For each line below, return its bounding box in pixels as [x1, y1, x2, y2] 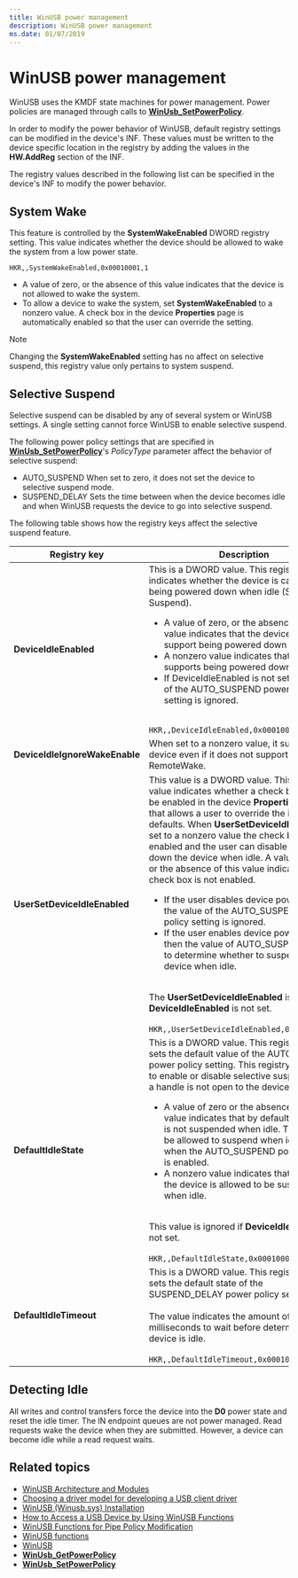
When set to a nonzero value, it [148, 737, 278, 749]
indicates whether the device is [148, 574, 279, 586]
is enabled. [163, 1156, 210, 1168]
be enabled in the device [148, 795, 252, 808]
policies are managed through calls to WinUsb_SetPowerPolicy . [9, 106, 245, 117]
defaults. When [148, 817, 213, 830]
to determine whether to [163, 949, 264, 961]
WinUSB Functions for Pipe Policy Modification [21, 1521, 193, 1532]
